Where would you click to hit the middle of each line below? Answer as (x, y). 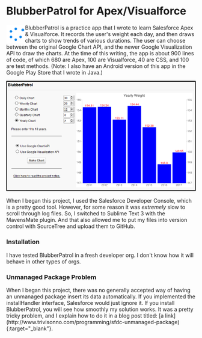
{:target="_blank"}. (29, 328)
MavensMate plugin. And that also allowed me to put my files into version (97, 220)
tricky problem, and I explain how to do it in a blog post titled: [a (85, 315)
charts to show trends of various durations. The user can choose (105, 40)
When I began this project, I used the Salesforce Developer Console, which (99, 201)
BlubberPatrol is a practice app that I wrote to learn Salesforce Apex (109, 28)
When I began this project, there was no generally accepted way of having (98, 290)
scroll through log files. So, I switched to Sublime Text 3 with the (86, 214)
